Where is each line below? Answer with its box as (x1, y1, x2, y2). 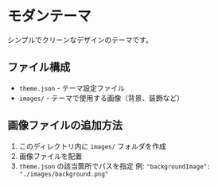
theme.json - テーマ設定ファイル (18, 83, 125, 92)
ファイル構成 (7, 60, 71, 74)
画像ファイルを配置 (18, 151, 83, 161)
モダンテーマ (7, 7, 92, 25)
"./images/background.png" (18, 170, 109, 178)
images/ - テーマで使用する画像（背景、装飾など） (18, 93, 185, 103)
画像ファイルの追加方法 (7, 118, 123, 132)
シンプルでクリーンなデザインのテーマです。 (7, 35, 153, 45)
